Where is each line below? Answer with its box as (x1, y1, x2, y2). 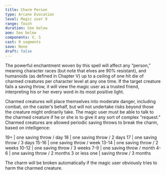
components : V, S (5, 35, 41, 40)
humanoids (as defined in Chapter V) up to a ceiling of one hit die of (5, 73, 144, 79)
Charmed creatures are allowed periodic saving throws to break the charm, (5, 119, 159, 125)
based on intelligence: (5, 124, 51, 130)
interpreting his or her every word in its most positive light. (5, 89, 124, 95)
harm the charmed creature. (5, 165, 63, 171)
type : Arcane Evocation (5, 12, 55, 17)
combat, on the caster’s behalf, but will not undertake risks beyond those (5, 104, 154, 110)
